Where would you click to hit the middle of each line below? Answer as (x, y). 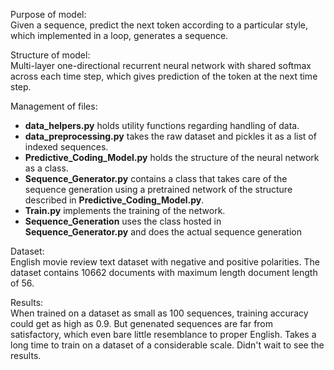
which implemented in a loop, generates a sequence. (119, 35)
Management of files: (54, 106)
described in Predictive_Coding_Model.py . (114, 200)
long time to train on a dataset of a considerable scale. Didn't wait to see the (167, 345)
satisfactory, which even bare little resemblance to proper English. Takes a (163, 334)
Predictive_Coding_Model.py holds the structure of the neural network (172, 157)
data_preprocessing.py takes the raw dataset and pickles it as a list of (170, 136)
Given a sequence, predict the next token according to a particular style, (159, 25)
